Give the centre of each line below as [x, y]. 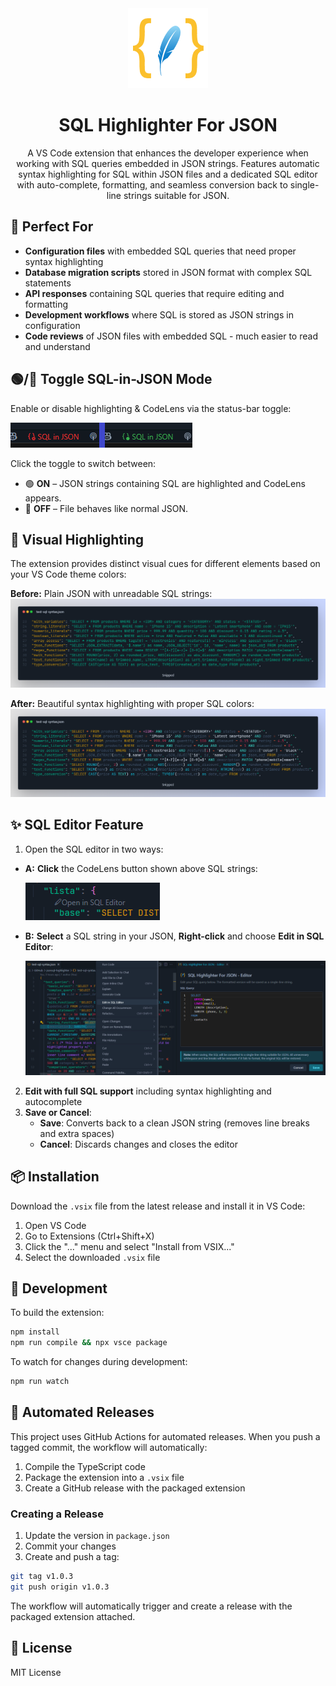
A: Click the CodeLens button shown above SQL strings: [141, 868]
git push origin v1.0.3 [60, 1587]
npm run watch [40, 1382]
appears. [43, 498]
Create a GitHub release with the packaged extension [135, 1488]
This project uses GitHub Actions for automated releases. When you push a [165, 1436]
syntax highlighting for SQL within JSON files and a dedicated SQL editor [168, 174]
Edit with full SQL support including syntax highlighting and [148, 1091]
